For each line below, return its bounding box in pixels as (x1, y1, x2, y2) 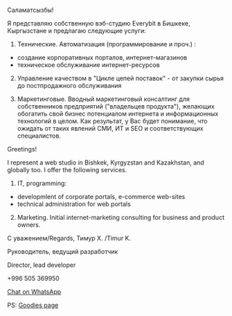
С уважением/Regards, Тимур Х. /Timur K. (7, 234, 132, 242)
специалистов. (17, 131, 61, 140)
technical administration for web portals (17, 200, 132, 208)
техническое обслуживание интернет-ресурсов (17, 61, 161, 68)
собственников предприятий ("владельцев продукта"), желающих (17, 102, 215, 110)
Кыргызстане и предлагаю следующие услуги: (7, 27, 147, 35)
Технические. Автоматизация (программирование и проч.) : (17, 40, 196, 48)
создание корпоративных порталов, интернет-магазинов (17, 53, 188, 62)
